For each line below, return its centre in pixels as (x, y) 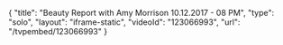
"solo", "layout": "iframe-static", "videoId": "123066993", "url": (124, 22)
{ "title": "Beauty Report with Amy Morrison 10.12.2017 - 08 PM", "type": (141, 13)
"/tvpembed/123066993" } (58, 31)
